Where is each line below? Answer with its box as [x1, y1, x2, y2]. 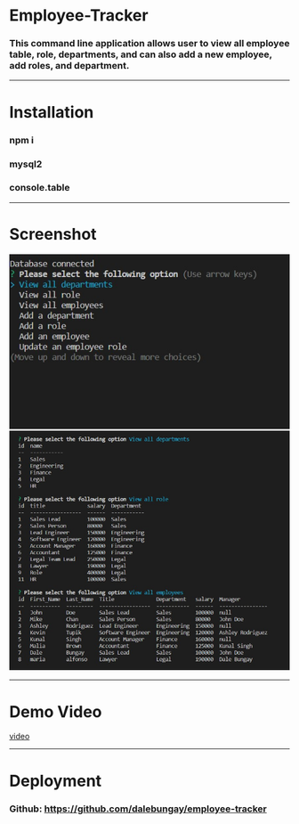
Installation [9, 102, 94, 122]
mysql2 [9, 158, 43, 170]
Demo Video [9, 701, 102, 722]
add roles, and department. [9, 60, 130, 72]
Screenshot [9, 224, 97, 244]
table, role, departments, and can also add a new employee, [9, 48, 273, 61]
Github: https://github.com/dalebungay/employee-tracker [9, 803, 267, 815]
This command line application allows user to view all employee [9, 37, 290, 50]
